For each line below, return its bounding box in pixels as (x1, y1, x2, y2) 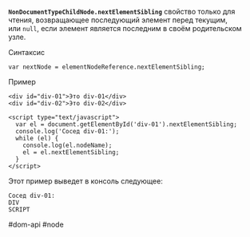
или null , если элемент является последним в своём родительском (8, 24, 242, 33)
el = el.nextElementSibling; (22, 148, 120, 156)
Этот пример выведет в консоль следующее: (8, 176, 164, 186)
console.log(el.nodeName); (22, 141, 113, 149)
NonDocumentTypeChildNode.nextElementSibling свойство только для (8, 7, 236, 16)
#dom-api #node (8, 219, 64, 229)
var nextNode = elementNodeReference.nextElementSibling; (8, 63, 205, 71)
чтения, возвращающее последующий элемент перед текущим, (8, 15, 228, 25)
